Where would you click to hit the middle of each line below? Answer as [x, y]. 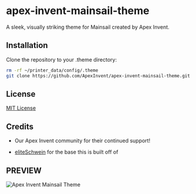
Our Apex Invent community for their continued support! [82, 141]
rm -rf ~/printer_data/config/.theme [52, 70]
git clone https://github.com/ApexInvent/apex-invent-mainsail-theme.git [98, 76]
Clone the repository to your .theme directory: [62, 59]
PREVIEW [24, 170]
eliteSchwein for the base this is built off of [66, 152]
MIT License [21, 108]
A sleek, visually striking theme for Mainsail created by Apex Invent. [88, 27]
